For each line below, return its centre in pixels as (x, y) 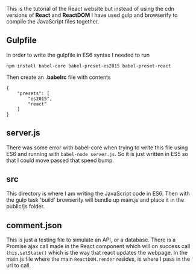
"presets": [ (33, 93)
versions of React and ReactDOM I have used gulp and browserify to (92, 15)
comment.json (34, 225)
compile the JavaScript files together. (53, 21)
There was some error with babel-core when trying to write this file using (97, 148)
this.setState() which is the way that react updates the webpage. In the (97, 253)
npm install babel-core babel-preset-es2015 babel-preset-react (89, 66)
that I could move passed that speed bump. (60, 160)
